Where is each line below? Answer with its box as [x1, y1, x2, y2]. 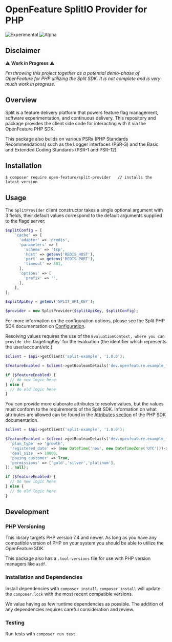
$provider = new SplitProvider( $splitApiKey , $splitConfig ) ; [5, 308, 139, 314]
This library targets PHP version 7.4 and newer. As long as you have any [5, 535, 157, 541]
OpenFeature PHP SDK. [5, 126, 55, 132]
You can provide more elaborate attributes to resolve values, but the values [5, 401, 164, 407]
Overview [5, 96, 37, 105]
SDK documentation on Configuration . [5, 323, 86, 329]
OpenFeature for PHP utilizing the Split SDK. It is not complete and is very [5, 75, 161, 82]
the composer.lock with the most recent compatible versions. [5, 591, 133, 597]
